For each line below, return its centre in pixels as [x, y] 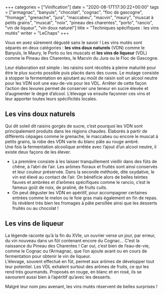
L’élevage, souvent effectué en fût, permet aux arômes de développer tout [80, 261]
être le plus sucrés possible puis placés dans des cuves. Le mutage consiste [82, 73]
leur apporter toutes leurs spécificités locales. [51, 99]
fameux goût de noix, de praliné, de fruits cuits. [60, 187]
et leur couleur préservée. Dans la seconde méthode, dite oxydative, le [83, 172]
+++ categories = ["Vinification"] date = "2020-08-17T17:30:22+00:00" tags [82, 7]
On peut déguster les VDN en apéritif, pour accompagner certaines [80, 192]
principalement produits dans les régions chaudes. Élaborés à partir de [76, 131]
